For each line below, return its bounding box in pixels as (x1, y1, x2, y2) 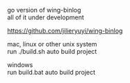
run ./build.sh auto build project (7, 48, 97, 55)
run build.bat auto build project (7, 68, 96, 76)
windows (7, 61, 33, 68)
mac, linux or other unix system (7, 40, 97, 48)
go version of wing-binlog (7, 6, 81, 14)
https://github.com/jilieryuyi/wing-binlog (7, 27, 123, 35)
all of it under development (7, 13, 85, 21)
